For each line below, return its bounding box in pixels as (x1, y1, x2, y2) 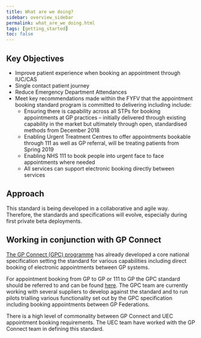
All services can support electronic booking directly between (23, 164, 175, 172)
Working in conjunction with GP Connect (6, 235, 162, 245)
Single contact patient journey (14, 82, 90, 89)
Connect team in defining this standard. (6, 325, 104, 332)
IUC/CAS (14, 76, 37, 83)
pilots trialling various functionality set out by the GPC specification (6, 294, 173, 301)
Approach (6, 189, 44, 199)
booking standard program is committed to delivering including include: (14, 101, 192, 108)
